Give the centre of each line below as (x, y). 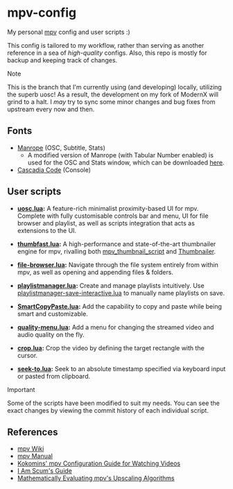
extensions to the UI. (47, 230)
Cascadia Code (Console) (54, 170)
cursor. (27, 355)
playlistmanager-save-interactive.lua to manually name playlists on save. (121, 293)
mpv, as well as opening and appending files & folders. (95, 272)
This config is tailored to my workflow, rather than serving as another (106, 45)
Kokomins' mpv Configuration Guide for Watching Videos (99, 463)
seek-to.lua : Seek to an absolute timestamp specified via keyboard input (121, 368)
